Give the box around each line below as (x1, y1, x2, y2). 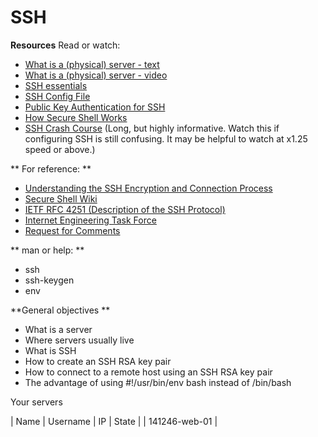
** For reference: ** (10, 162, 92, 175)
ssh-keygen (24, 274, 75, 286)
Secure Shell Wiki (24, 192, 98, 205)
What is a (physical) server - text (24, 58, 160, 70)
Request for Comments (24, 224, 121, 236)
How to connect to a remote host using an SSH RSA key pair (24, 366, 273, 378)
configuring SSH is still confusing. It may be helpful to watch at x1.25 (24, 132, 308, 145)
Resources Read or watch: (10, 39, 121, 51)
